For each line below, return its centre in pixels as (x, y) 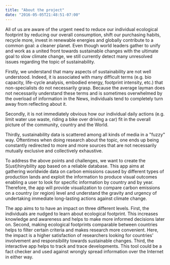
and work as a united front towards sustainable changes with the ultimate (82, 51)
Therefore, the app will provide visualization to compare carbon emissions (83, 187)
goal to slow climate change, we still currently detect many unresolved (79, 56)
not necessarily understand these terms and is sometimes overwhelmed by (84, 93)
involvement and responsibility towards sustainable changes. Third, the (80, 241)
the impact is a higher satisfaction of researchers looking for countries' (79, 235)
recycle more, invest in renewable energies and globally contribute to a (79, 40)
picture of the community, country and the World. (57, 125)
